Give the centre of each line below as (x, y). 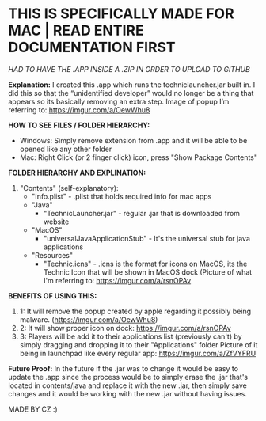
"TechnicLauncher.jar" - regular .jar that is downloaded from (141, 213)
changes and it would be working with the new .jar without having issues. (128, 393)
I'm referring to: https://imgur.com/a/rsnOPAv (117, 280)
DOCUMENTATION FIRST (92, 47)
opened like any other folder (66, 149)
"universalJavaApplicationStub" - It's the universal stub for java (147, 238)
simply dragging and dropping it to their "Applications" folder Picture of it (139, 344)
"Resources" (52, 255)
